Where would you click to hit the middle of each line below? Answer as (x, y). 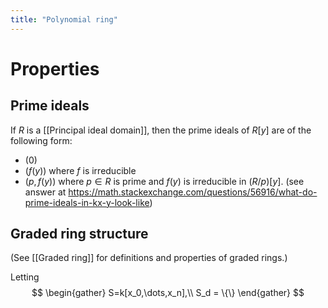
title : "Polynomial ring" (64, 19)
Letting (25, 277)
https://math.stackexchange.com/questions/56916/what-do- (193, 192)
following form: (41, 140)
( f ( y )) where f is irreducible (80, 170)
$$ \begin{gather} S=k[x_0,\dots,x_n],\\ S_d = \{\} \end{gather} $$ (168, 293)
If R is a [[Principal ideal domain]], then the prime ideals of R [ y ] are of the (161, 130)
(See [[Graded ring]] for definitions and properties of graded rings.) (149, 258)
